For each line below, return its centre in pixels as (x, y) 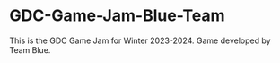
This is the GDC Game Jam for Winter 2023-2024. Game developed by (140, 40)
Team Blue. (30, 49)
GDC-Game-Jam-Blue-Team (118, 16)
